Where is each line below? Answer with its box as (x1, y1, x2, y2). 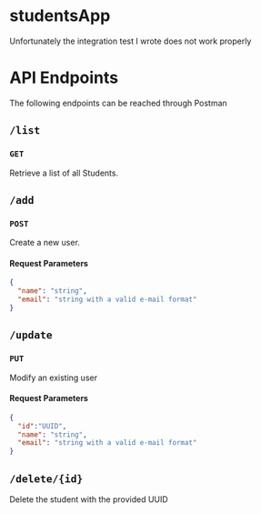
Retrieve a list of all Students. (9, 167, 119, 178)
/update (9, 328, 53, 342)
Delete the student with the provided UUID (9, 494, 168, 505)
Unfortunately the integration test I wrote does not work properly (9, 35, 252, 46)
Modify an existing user (9, 372, 98, 383)
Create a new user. (9, 237, 80, 248)
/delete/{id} (9, 472, 84, 485)
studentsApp (9, 5, 111, 26)
